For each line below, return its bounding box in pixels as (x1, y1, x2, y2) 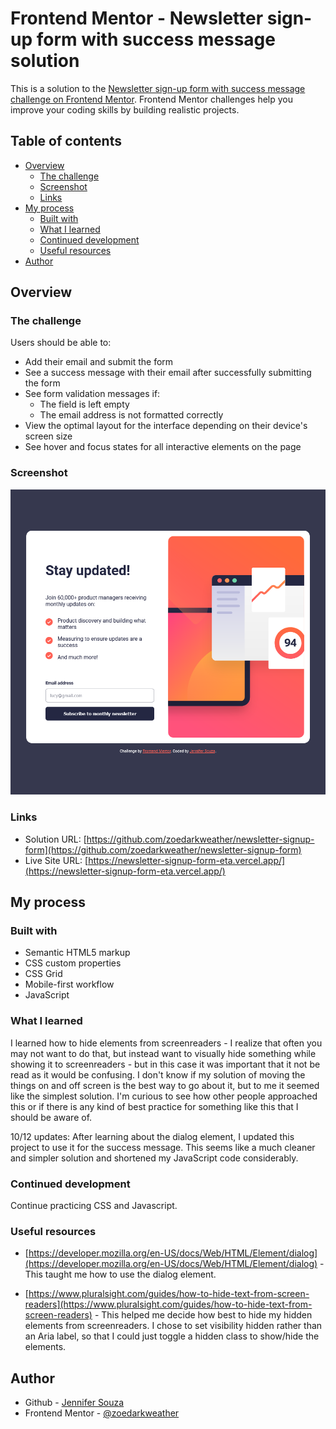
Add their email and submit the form (24, 356, 174, 368)
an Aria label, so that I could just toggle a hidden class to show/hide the (24, 1330, 320, 1342)
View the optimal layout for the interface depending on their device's (24, 420, 308, 432)
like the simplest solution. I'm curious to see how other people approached (10, 1090, 318, 1102)
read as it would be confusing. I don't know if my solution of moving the (10, 1068, 306, 1081)
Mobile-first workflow (24, 978, 115, 991)
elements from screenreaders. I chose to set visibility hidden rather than (24, 1320, 323, 1332)
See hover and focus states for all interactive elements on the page (24, 441, 302, 453)
